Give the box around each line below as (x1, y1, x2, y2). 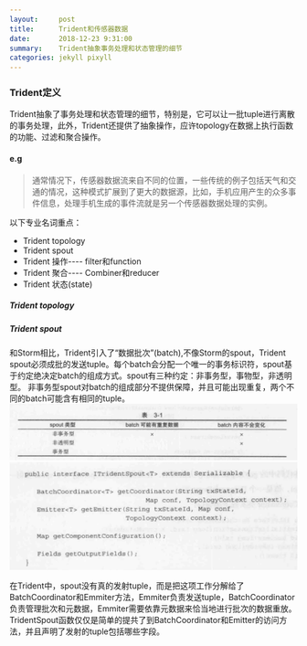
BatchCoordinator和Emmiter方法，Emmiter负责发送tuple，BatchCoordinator (9, 591, 295, 602)
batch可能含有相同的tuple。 (25, 393, 131, 404)
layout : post (9, 15, 76, 24)
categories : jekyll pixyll (9, 53, 112, 63)
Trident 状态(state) (22, 279, 93, 290)
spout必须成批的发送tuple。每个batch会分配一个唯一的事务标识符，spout (9, 358, 285, 369)
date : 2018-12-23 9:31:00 (9, 34, 132, 43)
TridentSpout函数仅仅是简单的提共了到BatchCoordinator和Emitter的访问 (9, 614, 280, 625)
